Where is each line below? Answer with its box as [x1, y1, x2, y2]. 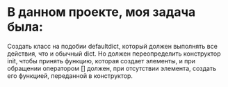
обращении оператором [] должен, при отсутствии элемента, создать [7, 64, 217, 72]
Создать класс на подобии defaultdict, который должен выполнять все [7, 42, 218, 50]
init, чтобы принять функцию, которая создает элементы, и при [7, 56, 196, 65]
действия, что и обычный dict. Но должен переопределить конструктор [7, 49, 221, 58]
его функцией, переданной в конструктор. [7, 71, 133, 80]
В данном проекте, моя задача [7, 4, 196, 20]
